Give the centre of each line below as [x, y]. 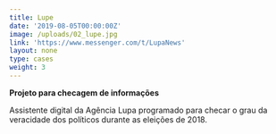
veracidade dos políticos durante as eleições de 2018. [109, 119]
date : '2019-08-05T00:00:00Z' [66, 26]
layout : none [33, 51]
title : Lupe [31, 17]
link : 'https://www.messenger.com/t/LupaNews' [97, 42]
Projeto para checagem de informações [84, 92]
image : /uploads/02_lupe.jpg [63, 34]
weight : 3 [28, 68]
